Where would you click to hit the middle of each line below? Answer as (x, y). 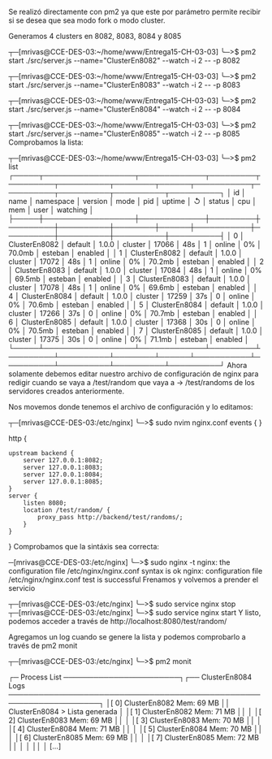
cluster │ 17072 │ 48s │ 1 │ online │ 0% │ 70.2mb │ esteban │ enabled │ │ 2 (136, 262)
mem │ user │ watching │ (52, 210)
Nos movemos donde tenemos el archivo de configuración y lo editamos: (131, 407)
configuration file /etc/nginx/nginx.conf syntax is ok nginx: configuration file (136, 571)
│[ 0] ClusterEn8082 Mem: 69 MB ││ (168, 703)
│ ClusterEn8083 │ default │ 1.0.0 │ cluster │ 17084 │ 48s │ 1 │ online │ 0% (135, 270)
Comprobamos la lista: (46, 142)
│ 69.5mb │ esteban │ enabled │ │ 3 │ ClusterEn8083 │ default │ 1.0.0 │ (130, 279)
